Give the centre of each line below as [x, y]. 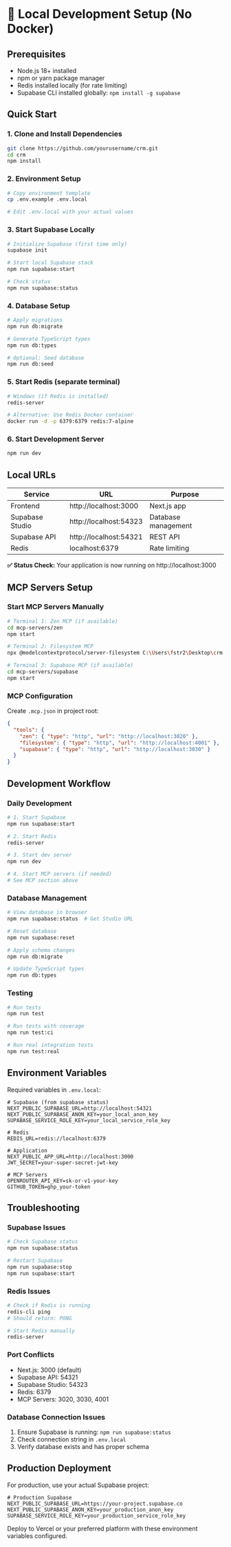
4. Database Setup [38, 306]
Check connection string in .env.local [71, 1439]
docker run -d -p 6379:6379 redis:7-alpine [70, 421]
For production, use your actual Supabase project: [78, 1485]
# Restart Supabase [35, 1261]
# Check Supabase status [43, 1242]
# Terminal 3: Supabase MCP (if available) [70, 666]
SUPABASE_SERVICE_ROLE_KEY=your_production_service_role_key [97, 1516]
